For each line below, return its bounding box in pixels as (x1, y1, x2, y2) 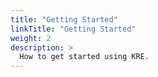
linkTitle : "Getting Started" (10, 24, 137, 34)
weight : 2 (10, 33, 52, 43)
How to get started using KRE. (19, 52, 150, 62)
